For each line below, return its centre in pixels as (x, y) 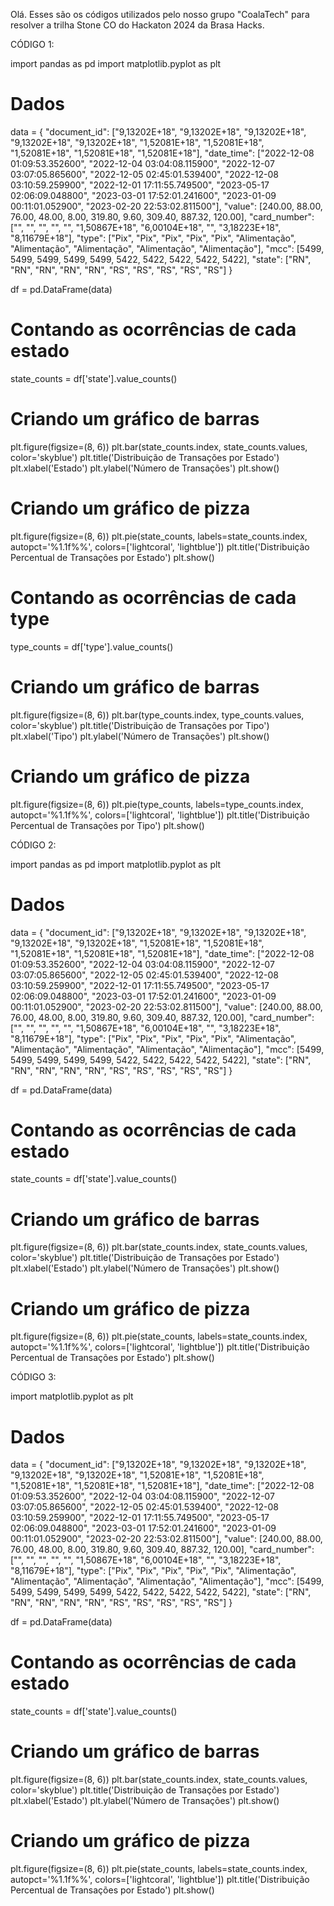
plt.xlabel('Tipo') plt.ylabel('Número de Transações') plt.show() (140, 736)
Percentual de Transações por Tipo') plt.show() (107, 825)
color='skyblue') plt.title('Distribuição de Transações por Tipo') (140, 725)
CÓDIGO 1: (32, 44)
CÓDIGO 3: (33, 1377)
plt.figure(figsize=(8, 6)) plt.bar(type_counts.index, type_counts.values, (157, 715)
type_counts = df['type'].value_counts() (92, 646)
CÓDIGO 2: (33, 845)
